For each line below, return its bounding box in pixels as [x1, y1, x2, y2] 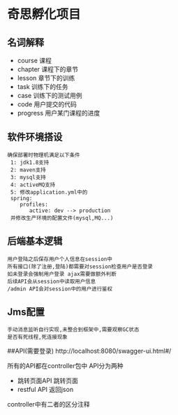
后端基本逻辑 [7, 235, 63, 247]
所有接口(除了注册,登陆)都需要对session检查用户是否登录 [7, 263, 154, 270]
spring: [10, 195, 33, 202]
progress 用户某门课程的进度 [17, 109, 101, 117]
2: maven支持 [10, 166, 47, 174]
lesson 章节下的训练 [17, 74, 75, 82]
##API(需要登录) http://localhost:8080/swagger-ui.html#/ [7, 347, 172, 356]
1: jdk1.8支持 [10, 159, 50, 166]
